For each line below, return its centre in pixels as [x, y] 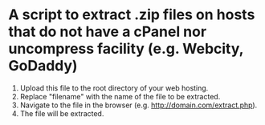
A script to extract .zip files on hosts [132, 15]
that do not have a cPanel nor [108, 32]
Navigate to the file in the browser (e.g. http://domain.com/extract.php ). [139, 105]
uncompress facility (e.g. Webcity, [126, 49]
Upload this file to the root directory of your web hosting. [114, 88]
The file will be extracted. [62, 113]
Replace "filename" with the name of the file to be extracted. [120, 96]
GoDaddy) [43, 66]
